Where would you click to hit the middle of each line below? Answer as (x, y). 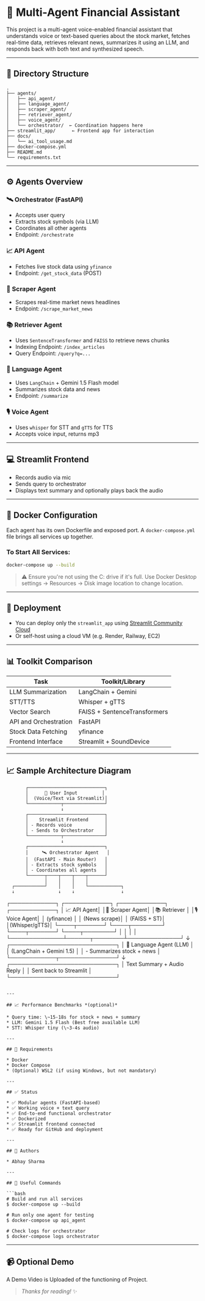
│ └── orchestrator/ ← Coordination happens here (75, 125)
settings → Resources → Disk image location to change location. (102, 583)
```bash (16, 1194)
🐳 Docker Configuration (52, 515)
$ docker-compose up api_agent (46, 1221)
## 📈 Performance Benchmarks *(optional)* (62, 1005)
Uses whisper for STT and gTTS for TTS (64, 427)
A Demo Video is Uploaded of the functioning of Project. (77, 1279)
